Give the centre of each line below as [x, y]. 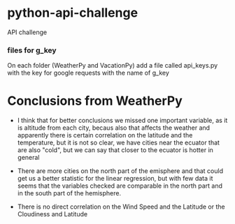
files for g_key [32, 50]
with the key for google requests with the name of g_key [88, 73]
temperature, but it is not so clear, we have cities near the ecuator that [119, 143]
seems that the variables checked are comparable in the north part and [120, 186]
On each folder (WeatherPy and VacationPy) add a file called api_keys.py [113, 66]
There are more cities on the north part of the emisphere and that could [120, 171]
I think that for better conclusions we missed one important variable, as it [122, 121]
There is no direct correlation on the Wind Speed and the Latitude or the [121, 207]
